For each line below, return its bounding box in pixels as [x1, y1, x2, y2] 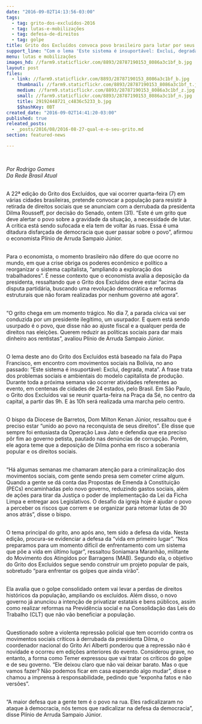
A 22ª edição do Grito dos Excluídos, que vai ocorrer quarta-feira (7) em [6, 190, 185, 197]
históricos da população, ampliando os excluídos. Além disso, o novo [6, 591, 177, 599]
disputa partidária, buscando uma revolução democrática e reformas [6, 284, 177, 292]
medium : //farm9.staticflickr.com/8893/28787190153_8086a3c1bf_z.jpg [17, 87, 195, 93]
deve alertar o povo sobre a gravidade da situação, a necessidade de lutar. [6, 215, 192, 223]
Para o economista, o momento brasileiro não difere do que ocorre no [6, 252, 179, 260]
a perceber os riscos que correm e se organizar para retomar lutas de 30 [6, 504, 188, 511]
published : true [6, 115, 47, 121]
